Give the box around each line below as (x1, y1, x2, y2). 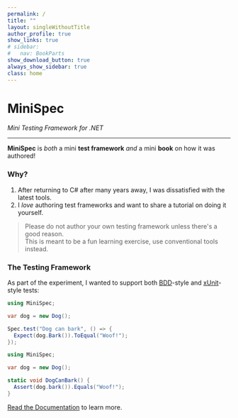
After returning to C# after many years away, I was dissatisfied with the (17, 185, 225, 194)
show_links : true (7, 37, 59, 44)
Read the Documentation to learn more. (7, 402, 123, 412)
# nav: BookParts (7, 50, 65, 57)
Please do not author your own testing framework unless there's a (24, 221, 217, 231)
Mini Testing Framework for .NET (7, 123, 104, 132)
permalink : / (7, 10, 46, 18)
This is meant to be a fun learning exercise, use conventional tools (24, 237, 218, 246)
